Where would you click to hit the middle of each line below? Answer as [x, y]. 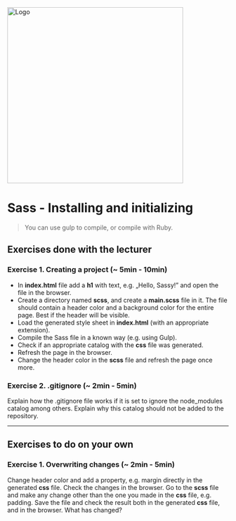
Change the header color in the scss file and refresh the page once [115, 360]
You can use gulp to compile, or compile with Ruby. [99, 227]
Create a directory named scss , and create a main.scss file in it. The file [122, 300]
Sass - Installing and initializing [100, 208]
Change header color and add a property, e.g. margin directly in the [105, 480]
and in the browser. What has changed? [65, 510]
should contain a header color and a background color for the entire [116, 307]
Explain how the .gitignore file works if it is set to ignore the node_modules [115, 401]
